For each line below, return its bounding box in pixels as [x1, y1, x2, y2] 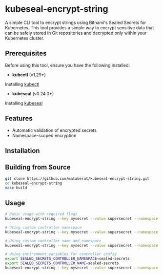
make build [5, 185, 27, 190]
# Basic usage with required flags [5, 212, 78, 217]
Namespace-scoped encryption [12, 132, 77, 138]
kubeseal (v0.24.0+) [12, 90, 54, 96]
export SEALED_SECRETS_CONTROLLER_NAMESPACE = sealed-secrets [5, 256, 130, 261]
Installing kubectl [5, 81, 40, 87]
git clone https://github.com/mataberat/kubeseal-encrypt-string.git [5, 176, 150, 181]
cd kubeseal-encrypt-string [5, 181, 62, 186]
